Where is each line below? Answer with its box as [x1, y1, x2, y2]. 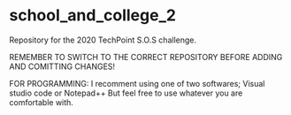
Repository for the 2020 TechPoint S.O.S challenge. [9, 34, 197, 45]
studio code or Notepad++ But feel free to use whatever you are [9, 88, 243, 98]
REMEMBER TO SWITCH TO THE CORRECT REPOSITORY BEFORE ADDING [9, 51, 283, 62]
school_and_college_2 [9, 5, 177, 26]
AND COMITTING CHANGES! [9, 61, 116, 72]
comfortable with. [9, 96, 73, 107]
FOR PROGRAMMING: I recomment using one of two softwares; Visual [9, 78, 265, 88]
